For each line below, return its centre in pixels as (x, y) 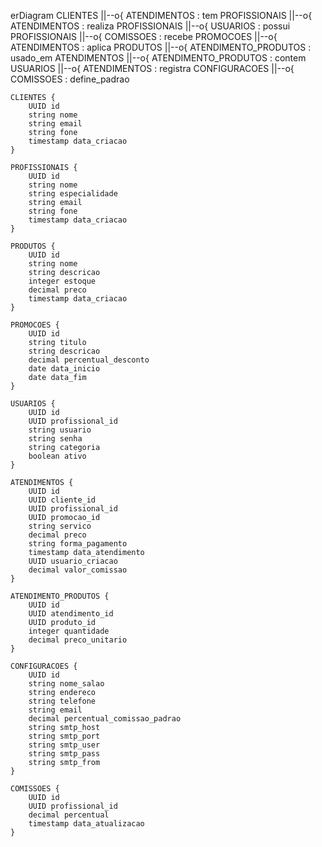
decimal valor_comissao (78, 570)
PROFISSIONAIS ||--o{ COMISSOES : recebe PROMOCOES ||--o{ (144, 36)
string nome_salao (66, 684)
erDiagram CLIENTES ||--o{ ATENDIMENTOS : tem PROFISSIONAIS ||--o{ (161, 15)
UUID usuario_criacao (73, 561)
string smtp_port (64, 736)
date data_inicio (64, 369)
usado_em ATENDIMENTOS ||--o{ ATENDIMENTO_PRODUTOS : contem (158, 58)
